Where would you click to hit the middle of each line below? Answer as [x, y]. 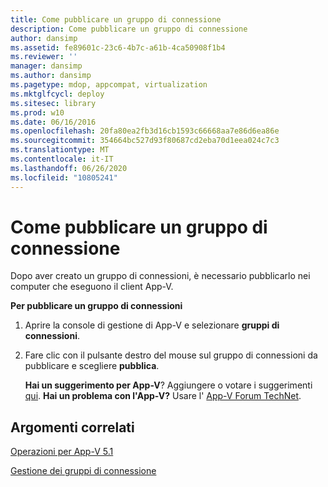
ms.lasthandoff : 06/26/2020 [69, 168]
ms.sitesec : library [53, 103]
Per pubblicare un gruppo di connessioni [96, 306]
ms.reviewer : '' [44, 57]
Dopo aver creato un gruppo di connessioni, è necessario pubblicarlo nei [160, 276]
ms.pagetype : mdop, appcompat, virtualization [109, 85]
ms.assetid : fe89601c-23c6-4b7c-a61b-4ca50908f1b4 [118, 47]
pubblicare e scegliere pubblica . [92, 366]
